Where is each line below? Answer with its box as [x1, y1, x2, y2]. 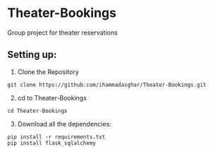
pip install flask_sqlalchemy [7, 139, 97, 146]
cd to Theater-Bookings [17, 93, 87, 102]
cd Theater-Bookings [7, 107, 68, 114]
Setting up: [7, 49, 57, 61]
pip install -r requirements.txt [7, 133, 106, 141]
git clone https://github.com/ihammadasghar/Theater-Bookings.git [7, 81, 207, 88]
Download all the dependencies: [17, 119, 111, 128]
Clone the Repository [17, 67, 80, 76]
